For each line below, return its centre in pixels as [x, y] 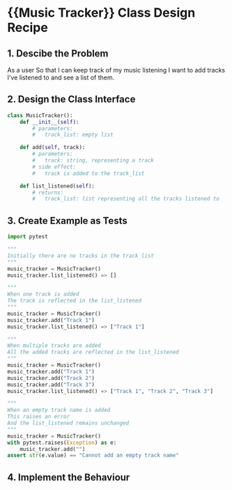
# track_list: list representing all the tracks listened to [126, 199]
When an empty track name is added [59, 410]
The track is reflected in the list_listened [74, 301]
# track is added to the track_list [88, 173]
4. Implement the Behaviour [69, 477]
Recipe [28, 28]
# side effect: [54, 167]
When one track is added [43, 294]
